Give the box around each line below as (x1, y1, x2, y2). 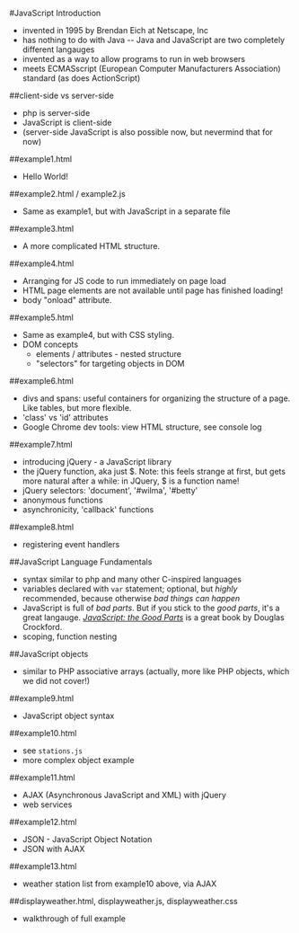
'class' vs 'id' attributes (22, 413, 110, 422)
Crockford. (22, 622, 63, 632)
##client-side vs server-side (9, 90, 114, 101)
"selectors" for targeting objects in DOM (35, 359, 185, 369)
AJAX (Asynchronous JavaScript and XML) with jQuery (22, 790, 227, 800)
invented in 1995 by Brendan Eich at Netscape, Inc (22, 25, 209, 35)
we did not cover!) (22, 676, 91, 686)
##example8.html (9, 521, 75, 532)
